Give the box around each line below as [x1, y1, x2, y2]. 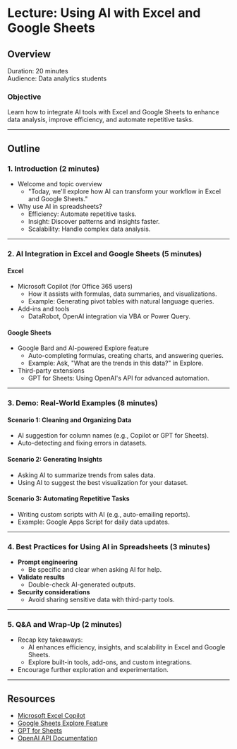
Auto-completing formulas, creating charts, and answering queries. [28, 352, 224, 360]
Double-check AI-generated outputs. [28, 580, 136, 589]
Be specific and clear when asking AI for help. [28, 565, 162, 574]
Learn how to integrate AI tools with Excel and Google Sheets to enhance [7, 108, 220, 116]
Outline [7, 143, 40, 155]
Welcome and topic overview [17, 179, 102, 188]
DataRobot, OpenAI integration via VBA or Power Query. [28, 312, 190, 320]
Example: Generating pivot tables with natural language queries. [28, 297, 214, 306]
